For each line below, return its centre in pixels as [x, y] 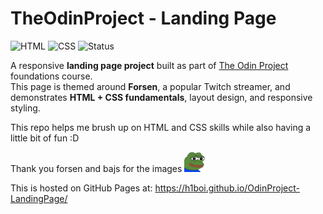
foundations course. [51, 76]
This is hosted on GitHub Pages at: [81, 188]
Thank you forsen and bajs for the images [96, 168]
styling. [25, 108]
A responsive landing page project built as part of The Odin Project [149, 65]
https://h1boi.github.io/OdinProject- [227, 188]
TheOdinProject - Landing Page [143, 18]
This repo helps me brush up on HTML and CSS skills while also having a [161, 127]
